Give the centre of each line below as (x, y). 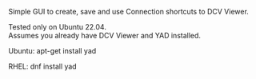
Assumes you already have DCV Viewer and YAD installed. (105, 36)
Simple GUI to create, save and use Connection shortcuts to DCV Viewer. (129, 12)
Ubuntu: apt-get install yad (52, 51)
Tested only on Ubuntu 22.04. (57, 27)
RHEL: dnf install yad (43, 66)
